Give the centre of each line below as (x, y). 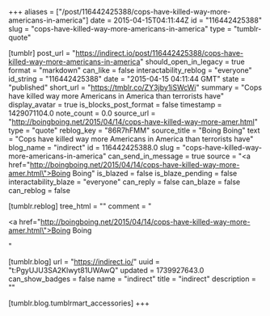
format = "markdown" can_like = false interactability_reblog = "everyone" (130, 70)
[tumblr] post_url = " (42, 53)
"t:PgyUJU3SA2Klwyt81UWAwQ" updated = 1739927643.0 (106, 270)
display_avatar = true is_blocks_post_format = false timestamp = (115, 105)
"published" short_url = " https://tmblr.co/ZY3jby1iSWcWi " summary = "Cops (135, 87)
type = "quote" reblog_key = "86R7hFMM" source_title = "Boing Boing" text (134, 130)
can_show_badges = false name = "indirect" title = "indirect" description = (132, 279)
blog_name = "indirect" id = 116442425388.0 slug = (95, 147)
